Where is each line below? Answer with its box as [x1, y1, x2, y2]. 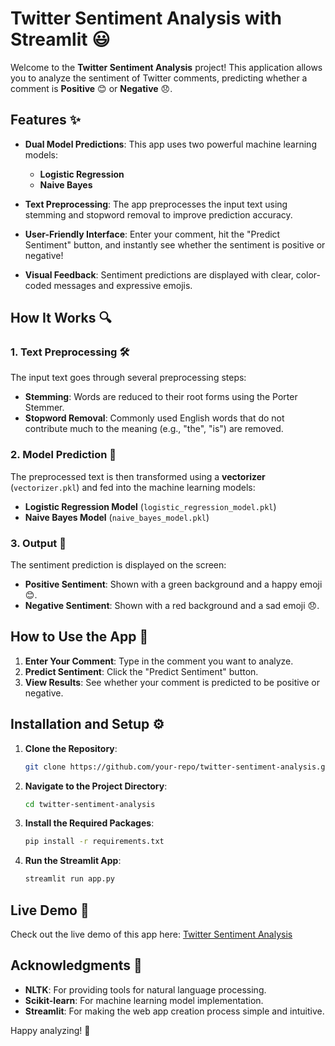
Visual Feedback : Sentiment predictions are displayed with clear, [24, 268, 294, 281]
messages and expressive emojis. [53, 279, 193, 291]
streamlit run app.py [24, 874, 115, 884]
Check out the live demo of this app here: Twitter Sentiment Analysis [10, 928, 293, 940]
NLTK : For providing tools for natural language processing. [24, 983, 267, 996]
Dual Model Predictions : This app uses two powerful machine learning [24, 138, 317, 150]
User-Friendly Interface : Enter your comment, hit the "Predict [24, 228, 281, 240]
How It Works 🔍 [10, 310, 112, 327]
